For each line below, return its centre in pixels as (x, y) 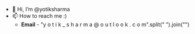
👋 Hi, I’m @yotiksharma (41, 9)
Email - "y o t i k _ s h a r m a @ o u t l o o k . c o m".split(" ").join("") (105, 24)
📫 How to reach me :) (40, 16)
